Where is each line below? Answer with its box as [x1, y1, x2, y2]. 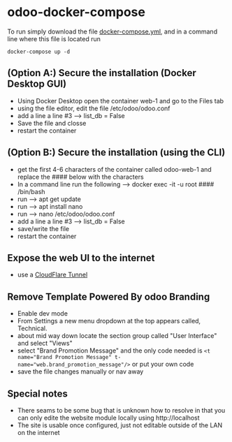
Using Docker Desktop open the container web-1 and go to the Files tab [17, 96, 224, 105]
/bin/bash [17, 187, 45, 196]
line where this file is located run [7, 34, 101, 43]
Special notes [7, 388, 68, 399]
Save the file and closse [17, 119, 87, 127]
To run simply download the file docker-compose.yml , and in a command [7, 27, 218, 36]
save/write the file [17, 224, 70, 233]
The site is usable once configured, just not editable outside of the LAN [17, 421, 223, 429]
